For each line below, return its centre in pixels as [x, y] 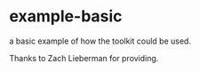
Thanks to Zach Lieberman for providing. [84, 58]
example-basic [66, 16]
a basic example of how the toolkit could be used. [100, 41]
